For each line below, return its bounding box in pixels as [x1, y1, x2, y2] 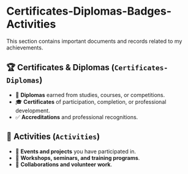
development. [15, 107, 50, 114]
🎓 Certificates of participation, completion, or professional [15, 98, 167, 105]
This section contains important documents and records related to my [6, 37, 182, 45]
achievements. [6, 44, 43, 51]
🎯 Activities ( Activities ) [6, 131, 100, 142]
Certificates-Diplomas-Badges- [6, 4, 171, 18]
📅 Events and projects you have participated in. [15, 148, 137, 155]
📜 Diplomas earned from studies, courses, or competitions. [15, 91, 165, 98]
